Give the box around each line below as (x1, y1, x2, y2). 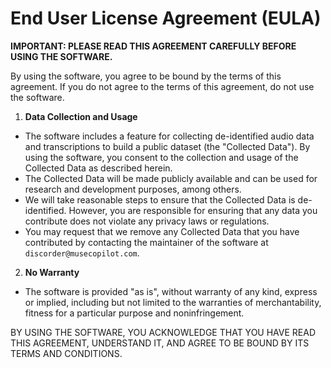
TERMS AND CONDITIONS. (10, 347, 123, 359)
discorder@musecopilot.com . (24, 247, 140, 259)
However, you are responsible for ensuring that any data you (68, 204, 318, 216)
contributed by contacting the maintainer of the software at (24, 236, 269, 248)
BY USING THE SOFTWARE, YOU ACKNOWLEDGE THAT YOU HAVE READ (10, 326, 316, 338)
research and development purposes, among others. (24, 183, 242, 195)
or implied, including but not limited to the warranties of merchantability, (24, 296, 322, 308)
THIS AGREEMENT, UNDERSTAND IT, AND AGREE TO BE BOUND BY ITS (10, 337, 310, 349)
